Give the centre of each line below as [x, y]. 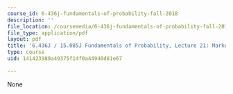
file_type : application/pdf [48, 33]
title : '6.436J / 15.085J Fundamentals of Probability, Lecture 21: [108, 46]
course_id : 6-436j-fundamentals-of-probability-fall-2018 [93, 13]
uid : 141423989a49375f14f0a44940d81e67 [65, 59]
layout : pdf [24, 39]
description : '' [31, 20]
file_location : [29, 26]
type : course [26, 53]
